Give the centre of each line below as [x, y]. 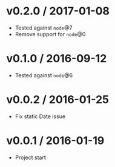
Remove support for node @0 [50, 34]
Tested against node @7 [44, 28]
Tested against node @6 [44, 75]
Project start [31, 157]
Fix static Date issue [40, 116]
